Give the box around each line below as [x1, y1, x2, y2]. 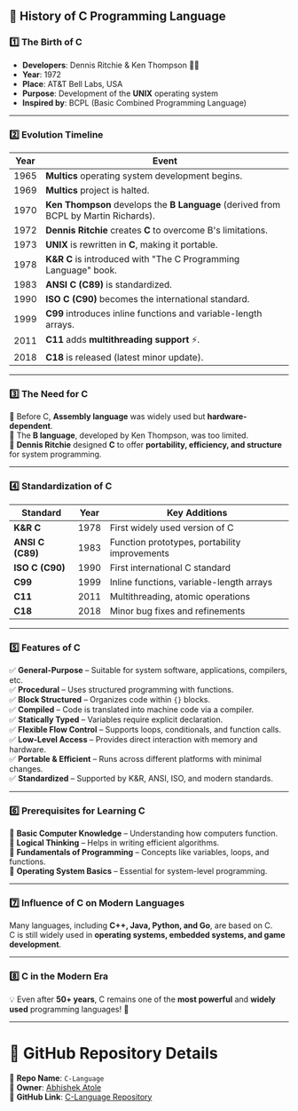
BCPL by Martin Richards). [45, 210, 155, 222]
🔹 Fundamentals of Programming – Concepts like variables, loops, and [9, 847, 270, 858]
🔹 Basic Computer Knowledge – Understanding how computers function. [9, 828, 278, 839]
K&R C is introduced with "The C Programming [45, 252, 240, 265]
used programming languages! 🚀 [9, 1004, 129, 1014]
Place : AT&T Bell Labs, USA [21, 78, 123, 89]
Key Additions [167, 506, 228, 519]
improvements [109, 547, 170, 559]
